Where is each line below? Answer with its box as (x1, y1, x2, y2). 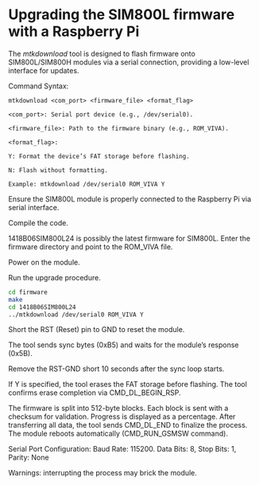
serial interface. (8, 202, 60, 212)
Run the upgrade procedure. (8, 272, 101, 282)
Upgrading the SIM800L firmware (8, 6, 235, 24)
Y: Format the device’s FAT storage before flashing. (8, 152, 191, 160)
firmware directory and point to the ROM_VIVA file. (8, 241, 173, 252)
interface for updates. (8, 65, 79, 75)
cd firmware (8, 288, 48, 296)
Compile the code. (8, 217, 69, 228)
